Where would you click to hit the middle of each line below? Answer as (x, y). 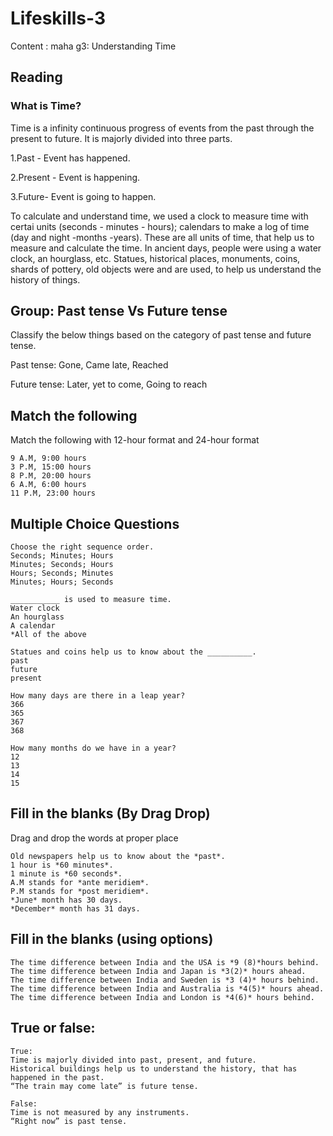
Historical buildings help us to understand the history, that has (154, 1068)
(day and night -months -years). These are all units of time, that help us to (162, 237)
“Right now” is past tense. (69, 1121)
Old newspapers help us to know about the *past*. (118, 856)
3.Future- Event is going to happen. (83, 196)
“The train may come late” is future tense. (104, 1086)
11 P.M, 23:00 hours (53, 493)
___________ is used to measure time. (91, 600)
